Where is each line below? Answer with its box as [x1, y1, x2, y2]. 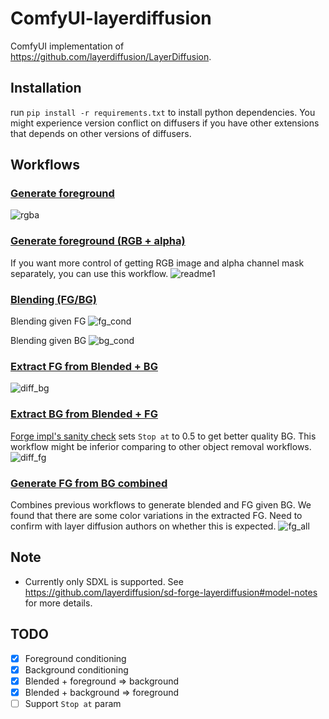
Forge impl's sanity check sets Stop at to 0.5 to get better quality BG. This [10, 430, 317, 442]
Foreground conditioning [24, 652, 127, 664]
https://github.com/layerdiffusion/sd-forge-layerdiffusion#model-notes [24, 586, 318, 598]
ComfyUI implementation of [10, 40, 125, 52]
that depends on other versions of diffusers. [10, 127, 192, 139]
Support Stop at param [24, 697, 122, 709]
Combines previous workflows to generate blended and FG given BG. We [10, 498, 312, 511]
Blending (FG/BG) [10, 292, 97, 306]
